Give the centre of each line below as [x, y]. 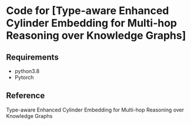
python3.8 [27, 71]
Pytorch [24, 77]
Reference [26, 96]
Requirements [32, 57]
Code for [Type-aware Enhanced [88, 11]
